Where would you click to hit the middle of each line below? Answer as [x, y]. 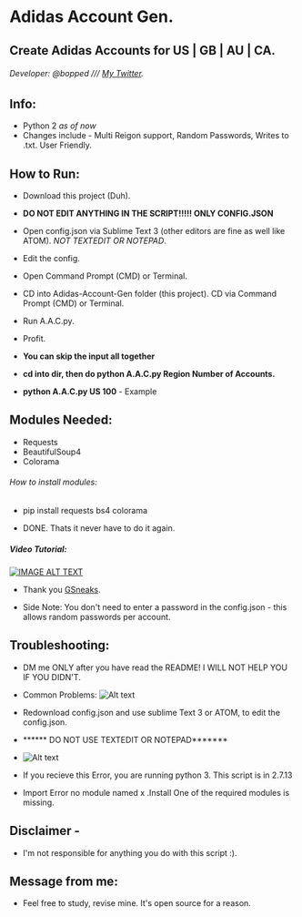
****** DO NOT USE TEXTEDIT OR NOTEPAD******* [125, 739]
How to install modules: [53, 482]
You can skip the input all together [89, 356]
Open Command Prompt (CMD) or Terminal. [105, 276]
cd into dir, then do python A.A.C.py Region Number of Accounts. [149, 374]
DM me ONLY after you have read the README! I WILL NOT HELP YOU [155, 667]
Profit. [34, 339]
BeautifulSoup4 [52, 452]
